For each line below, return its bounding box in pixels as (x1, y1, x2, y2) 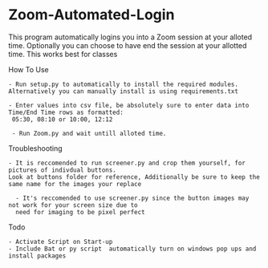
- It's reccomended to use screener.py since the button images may (15, 194, 250, 202)
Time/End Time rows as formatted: (8, 108, 124, 116)
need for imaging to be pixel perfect (15, 208, 146, 216)
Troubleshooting (8, 143, 63, 153)
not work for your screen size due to (8, 201, 138, 209)
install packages (8, 251, 67, 260)
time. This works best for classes (8, 49, 118, 59)
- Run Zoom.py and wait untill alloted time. (11, 129, 167, 137)
